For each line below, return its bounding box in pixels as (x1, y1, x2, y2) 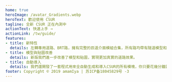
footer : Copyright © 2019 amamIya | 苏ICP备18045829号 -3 (5, 69, 130, 74)
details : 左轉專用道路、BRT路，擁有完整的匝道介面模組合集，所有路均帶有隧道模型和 (10, 45, 167, 50)
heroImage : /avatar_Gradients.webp (5, 12, 81, 17)
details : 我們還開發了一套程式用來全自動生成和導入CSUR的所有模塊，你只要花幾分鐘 (10, 64, 165, 69)
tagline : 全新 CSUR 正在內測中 (5, 21, 67, 27)
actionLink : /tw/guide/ (5, 31, 56, 36)
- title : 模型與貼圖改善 (5, 50, 53, 55)
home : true (5, 7, 29, 13)
